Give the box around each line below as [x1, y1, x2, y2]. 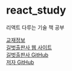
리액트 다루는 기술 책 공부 [6, 24, 65, 31]
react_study [6, 4, 67, 17]
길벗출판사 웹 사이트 [6, 44, 52, 51]
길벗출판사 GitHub [6, 51, 49, 58]
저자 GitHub [6, 59, 34, 66]
